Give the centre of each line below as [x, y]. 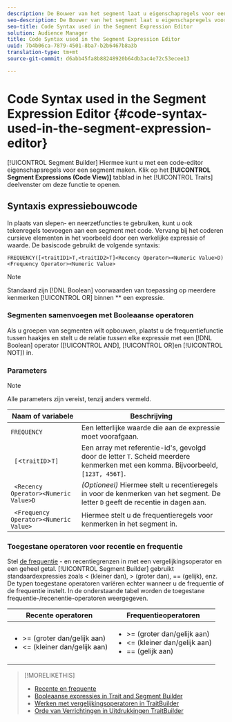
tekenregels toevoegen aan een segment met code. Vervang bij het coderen [115, 230]
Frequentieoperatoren [163, 615]
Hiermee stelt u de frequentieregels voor [147, 516]
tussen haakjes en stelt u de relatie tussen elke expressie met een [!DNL [110, 337]
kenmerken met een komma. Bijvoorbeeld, [149, 465]
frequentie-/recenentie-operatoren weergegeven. [78, 598]
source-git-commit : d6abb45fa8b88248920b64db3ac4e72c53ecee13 [98, 59]
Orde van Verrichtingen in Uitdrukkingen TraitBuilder [109, 711]
